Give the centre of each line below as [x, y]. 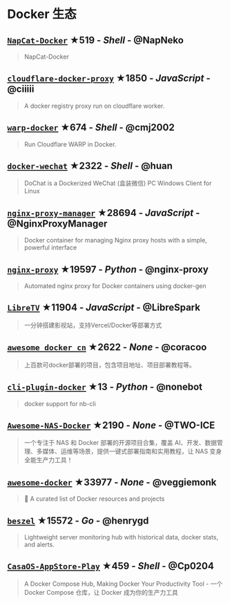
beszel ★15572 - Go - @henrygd [78, 520]
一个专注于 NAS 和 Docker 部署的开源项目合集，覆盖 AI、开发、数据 [121, 443]
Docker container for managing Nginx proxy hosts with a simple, [115, 240]
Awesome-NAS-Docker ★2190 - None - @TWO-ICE [111, 425]
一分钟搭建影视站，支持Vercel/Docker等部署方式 [93, 325]
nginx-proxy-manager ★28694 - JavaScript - [104, 212]
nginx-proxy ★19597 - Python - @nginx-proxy [108, 269]
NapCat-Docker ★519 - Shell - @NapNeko [96, 40]
